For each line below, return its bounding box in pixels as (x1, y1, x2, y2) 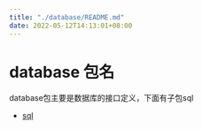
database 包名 (9, 62, 115, 82)
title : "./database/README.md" (9, 12, 125, 22)
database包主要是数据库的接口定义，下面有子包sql (9, 93, 194, 103)
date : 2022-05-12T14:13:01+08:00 (9, 21, 133, 30)
